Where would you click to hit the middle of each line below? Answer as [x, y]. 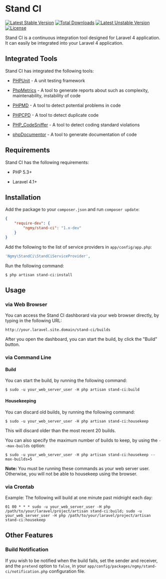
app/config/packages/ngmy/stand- [122, 566]
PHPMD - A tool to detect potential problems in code [66, 105]
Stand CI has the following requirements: [47, 162]
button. [12, 344]
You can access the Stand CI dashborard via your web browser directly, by [82, 315]
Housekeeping [21, 401]
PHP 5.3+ [22, 172]
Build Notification [27, 549]
